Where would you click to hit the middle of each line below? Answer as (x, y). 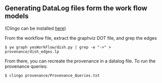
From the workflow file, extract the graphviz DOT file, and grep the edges (81, 38)
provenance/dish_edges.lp (32, 52)
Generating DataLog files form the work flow (76, 8)
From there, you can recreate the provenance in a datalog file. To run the (80, 61)
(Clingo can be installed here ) (35, 28)
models (17, 16)
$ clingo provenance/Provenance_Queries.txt (52, 75)
